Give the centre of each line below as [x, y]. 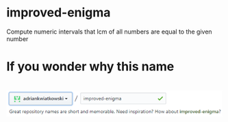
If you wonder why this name [90, 67]
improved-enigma [59, 13]
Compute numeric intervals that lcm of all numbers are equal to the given [110, 32]
